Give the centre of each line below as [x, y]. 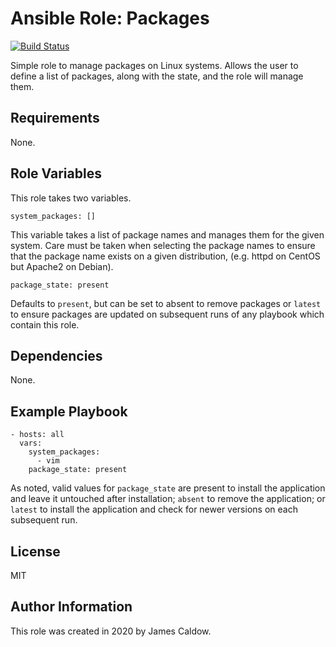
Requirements [55, 118]
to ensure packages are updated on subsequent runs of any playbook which [167, 314]
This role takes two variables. [71, 198]
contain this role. [45, 324]
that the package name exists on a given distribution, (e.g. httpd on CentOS [165, 256]
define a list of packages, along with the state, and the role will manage [157, 76]
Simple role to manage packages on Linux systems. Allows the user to [154, 65]
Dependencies [56, 355]
